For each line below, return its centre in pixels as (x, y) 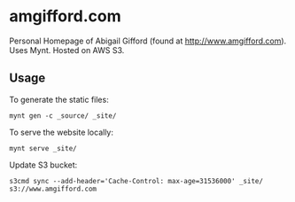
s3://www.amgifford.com (53, 189)
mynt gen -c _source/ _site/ (63, 116)
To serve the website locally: (61, 132)
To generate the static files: (59, 99)
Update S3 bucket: (43, 165)
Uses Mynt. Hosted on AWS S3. (67, 50)
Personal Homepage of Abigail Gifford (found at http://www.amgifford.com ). (148, 41)
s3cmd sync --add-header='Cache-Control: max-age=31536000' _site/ (136, 181)
